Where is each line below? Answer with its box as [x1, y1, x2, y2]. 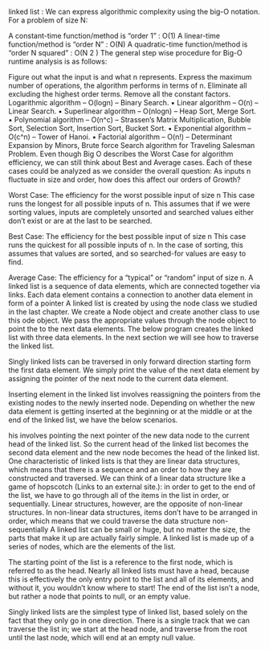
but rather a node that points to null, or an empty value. [8, 591, 191, 601]
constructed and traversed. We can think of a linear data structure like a [8, 474, 247, 483]
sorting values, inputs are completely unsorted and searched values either [8, 208, 255, 216]
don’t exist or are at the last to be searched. [8, 216, 153, 225]
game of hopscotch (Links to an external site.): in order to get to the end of [8, 482, 255, 492]
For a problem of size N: [8, 15, 88, 25]
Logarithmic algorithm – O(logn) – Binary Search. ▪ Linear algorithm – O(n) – [8, 98, 259, 107]
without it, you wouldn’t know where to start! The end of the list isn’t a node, [8, 583, 260, 592]
